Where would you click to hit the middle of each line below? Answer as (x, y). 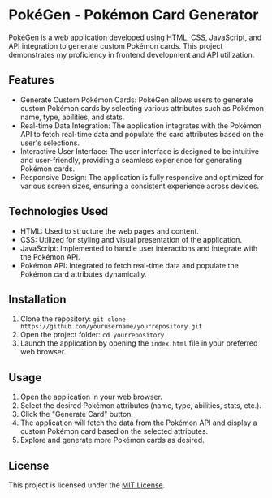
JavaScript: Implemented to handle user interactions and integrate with (139, 248)
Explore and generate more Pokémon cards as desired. (112, 440)
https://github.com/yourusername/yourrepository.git (111, 327)
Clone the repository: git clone (73, 319)
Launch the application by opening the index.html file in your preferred (139, 343)
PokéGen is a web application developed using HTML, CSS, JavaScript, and (135, 37)
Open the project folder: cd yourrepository (92, 335)
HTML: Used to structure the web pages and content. (109, 231)
